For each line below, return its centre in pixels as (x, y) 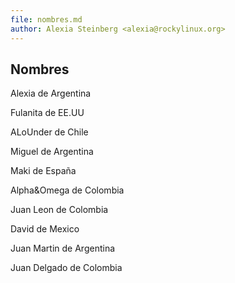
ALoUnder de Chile (49, 132)
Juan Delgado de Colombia (66, 268)
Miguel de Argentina (52, 152)
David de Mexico (45, 229)
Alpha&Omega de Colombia (67, 190)
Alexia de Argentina (51, 93)
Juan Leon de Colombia (59, 210)
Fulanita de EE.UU (47, 113)
